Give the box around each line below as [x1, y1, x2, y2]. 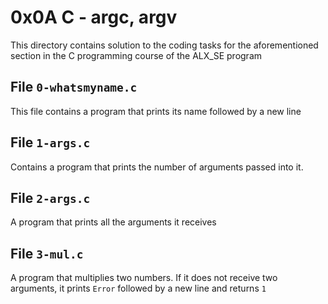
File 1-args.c [10, 134, 91, 151]
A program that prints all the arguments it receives [10, 216, 217, 228]
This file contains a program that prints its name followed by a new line [10, 105, 302, 117]
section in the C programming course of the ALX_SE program [10, 49, 263, 61]
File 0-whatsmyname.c [10, 79, 138, 96]
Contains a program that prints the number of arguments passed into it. [10, 161, 304, 173]
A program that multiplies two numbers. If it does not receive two [10, 272, 278, 284]
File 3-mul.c [10, 245, 84, 262]
